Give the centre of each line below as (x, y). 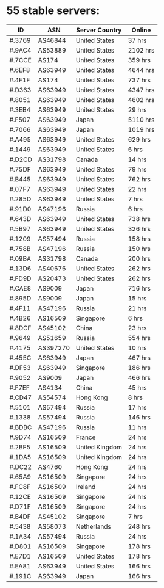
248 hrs (139, 526)
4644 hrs (141, 70)
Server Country (99, 30)
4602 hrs (141, 100)
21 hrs (137, 308)
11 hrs (137, 427)
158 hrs (139, 239)
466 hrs (139, 377)
